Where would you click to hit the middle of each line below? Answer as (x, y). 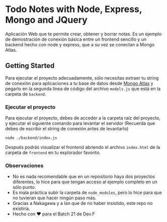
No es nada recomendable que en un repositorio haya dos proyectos (83, 177)
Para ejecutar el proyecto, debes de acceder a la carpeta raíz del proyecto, (83, 118)
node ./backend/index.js (31, 138)
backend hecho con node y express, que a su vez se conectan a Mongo (80, 44)
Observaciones (24, 166)
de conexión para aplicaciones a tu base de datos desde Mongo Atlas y (79, 83)
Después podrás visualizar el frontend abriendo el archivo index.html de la (83, 147)
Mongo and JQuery (47, 20)
